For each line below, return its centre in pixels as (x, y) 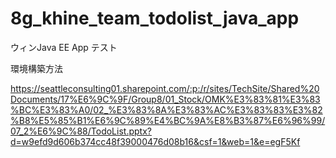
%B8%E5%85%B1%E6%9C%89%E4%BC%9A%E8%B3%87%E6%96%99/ (168, 120)
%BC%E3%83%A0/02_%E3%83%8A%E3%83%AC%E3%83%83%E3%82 (166, 109)
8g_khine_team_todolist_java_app (155, 18)
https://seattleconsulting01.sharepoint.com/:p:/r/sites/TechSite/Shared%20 (165, 88)
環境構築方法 (36, 68)
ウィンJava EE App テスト (64, 47)
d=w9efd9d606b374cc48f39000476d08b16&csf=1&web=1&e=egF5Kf (155, 141)
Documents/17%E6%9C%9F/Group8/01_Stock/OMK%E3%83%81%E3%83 (165, 99)
